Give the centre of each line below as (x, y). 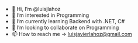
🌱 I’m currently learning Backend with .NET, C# (68, 21)
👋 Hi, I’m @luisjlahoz (36, 9)
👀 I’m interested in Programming (50, 15)
